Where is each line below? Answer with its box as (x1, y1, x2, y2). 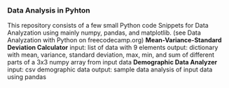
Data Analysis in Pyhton (7, 6, 90, 15)
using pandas (7, 73, 47, 81)
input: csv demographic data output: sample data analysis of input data (7, 65, 213, 74)
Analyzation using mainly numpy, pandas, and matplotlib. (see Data (7, 28, 202, 37)
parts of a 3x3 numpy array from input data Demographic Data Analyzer (7, 58, 218, 67)
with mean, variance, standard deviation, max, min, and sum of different (7, 51, 215, 59)
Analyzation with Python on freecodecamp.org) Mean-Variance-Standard (7, 36, 222, 44)
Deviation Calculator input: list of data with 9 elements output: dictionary (7, 44, 218, 52)
